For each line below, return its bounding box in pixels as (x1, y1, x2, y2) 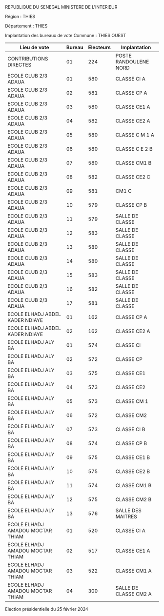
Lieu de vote (20, 44, 50, 51)
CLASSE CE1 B (115, 454, 150, 460)
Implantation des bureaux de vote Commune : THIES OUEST (5, 33, 126, 38)
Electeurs (88, 44, 111, 51)
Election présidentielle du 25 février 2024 (5, 606, 89, 612)
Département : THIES (5, 23, 48, 29)
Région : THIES (5, 14, 36, 19)
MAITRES (115, 513, 138, 520)
